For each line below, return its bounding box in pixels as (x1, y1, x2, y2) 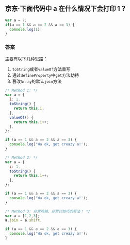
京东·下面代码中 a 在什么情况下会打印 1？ (5, 4, 127, 13)
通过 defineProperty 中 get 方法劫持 (12, 72, 79, 78)
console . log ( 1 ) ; (9, 27, 42, 32)
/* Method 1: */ (5, 88, 38, 93)
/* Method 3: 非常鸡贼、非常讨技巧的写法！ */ (5, 209, 91, 214)
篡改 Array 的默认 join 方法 (12, 78, 62, 84)
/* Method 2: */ (5, 155, 38, 160)
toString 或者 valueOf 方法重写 (12, 66, 71, 72)
